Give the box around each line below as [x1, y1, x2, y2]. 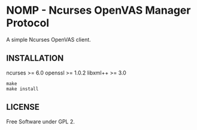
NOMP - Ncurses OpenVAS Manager [6, 4, 191, 17]
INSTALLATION [6, 53, 64, 63]
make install [6, 86, 39, 92]
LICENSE [6, 102, 40, 112]
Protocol [6, 16, 50, 30]
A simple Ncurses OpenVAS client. [6, 36, 91, 43]
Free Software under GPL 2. [6, 117, 75, 125]
